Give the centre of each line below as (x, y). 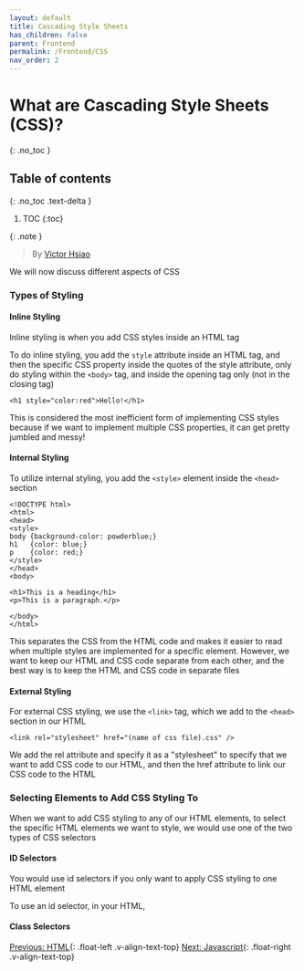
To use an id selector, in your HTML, (78, 905)
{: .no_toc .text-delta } (51, 201)
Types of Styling (47, 295)
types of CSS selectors (53, 837)
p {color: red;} (47, 553)
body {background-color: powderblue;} (83, 537)
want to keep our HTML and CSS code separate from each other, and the (147, 661)
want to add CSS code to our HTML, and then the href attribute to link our (147, 765)
